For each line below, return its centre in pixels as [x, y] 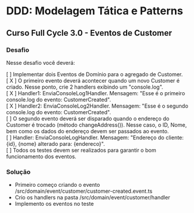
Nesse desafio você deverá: [41, 62]
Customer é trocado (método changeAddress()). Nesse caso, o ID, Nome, [96, 125]
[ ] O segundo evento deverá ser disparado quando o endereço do [88, 118]
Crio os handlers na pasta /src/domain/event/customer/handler [92, 198]
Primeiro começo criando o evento [57, 185]
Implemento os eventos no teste [54, 204]
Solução [19, 172]
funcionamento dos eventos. [41, 156]
